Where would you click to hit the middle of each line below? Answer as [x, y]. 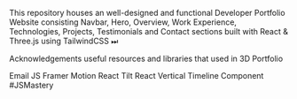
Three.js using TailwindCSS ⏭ [64, 41]
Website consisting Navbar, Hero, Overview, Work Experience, [123, 22]
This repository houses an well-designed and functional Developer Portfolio [147, 13]
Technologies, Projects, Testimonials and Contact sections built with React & [148, 31]
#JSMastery [31, 85]
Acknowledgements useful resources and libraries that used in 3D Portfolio [146, 58]
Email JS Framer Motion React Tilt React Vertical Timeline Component [137, 76]
